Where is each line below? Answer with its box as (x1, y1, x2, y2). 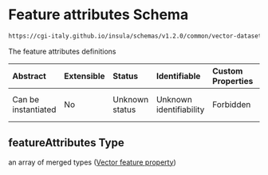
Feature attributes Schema (8, 6, 189, 24)
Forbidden (212, 98, 251, 109)
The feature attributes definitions (8, 46, 116, 56)
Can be (12, 93, 40, 105)
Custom (212, 66, 243, 77)
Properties (212, 75, 254, 86)
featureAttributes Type (8, 136, 125, 149)
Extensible (63, 70, 105, 82)
